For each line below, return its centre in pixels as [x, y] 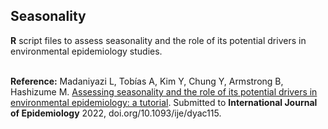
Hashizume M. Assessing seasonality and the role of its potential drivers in [164, 91]
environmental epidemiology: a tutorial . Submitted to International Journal [164, 102]
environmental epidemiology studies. [86, 51]
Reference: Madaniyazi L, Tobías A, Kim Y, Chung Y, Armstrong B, [147, 81]
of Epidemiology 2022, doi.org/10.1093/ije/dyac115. [116, 113]
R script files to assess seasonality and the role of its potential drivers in [158, 40]
